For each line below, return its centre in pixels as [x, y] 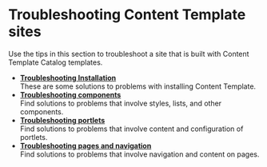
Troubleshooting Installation [68, 78]
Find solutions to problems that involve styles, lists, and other [121, 103]
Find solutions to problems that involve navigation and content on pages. [139, 154]
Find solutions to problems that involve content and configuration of [132, 129]
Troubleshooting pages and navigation [86, 145]
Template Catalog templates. [56, 62]
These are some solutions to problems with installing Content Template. [138, 86]
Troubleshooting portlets [62, 120]
